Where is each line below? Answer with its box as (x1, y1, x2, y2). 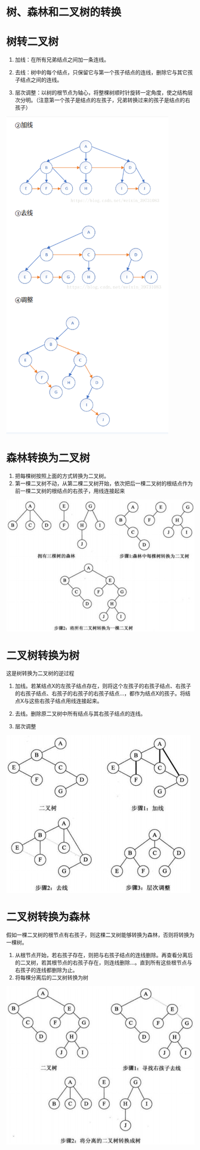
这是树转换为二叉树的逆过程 (6, 670, 75, 677)
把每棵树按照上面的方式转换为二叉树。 (14, 473, 109, 480)
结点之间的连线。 (20, 76, 63, 84)
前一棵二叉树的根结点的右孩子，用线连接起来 (14, 488, 125, 495)
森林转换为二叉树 (6, 452, 91, 465)
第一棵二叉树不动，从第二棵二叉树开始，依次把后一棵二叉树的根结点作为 (14, 480, 193, 487)
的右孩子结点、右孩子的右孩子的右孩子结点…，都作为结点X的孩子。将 (14, 690, 186, 697)
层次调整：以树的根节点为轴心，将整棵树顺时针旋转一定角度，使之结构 (14, 89, 188, 96)
